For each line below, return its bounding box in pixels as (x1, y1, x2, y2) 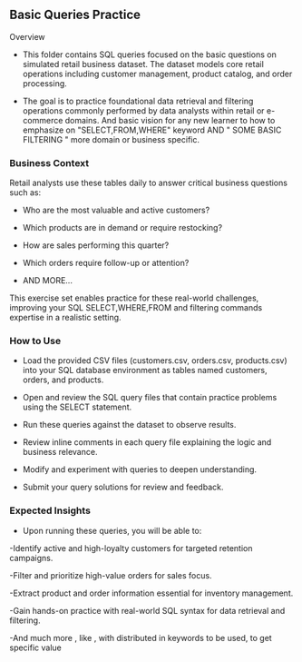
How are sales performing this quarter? (22, 240, 170, 251)
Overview (9, 31, 45, 42)
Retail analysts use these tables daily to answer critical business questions (9, 177, 288, 189)
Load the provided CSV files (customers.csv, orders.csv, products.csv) (22, 355, 287, 366)
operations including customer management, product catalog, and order (22, 68, 293, 79)
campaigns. (9, 552, 54, 563)
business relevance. (22, 447, 98, 458)
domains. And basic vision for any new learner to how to (64, 114, 276, 125)
